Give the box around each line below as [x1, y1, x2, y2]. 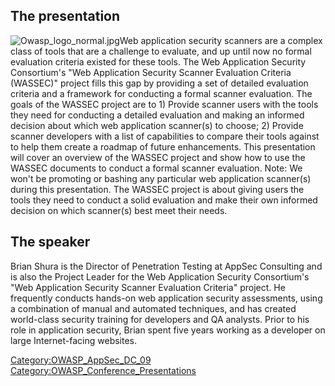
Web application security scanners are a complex [119, 34, 323, 46]
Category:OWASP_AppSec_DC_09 [10, 354, 152, 366]
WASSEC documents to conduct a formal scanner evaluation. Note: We [10, 162, 303, 174]
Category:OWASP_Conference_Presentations [10, 364, 197, 376]
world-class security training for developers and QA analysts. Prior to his [10, 313, 310, 325]
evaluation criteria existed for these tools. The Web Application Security [10, 55, 307, 68]
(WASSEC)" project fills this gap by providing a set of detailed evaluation [10, 77, 309, 89]
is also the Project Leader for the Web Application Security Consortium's [10, 270, 310, 283]
